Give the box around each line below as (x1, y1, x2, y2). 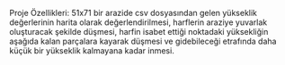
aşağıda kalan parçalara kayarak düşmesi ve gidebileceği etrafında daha (9, 36, 277, 46)
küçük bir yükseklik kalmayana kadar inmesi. (9, 45, 175, 56)
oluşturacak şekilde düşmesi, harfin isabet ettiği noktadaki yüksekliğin (9, 27, 269, 37)
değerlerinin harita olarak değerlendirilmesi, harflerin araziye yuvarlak (9, 17, 268, 28)
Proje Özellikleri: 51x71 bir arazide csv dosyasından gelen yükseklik (9, 8, 258, 18)
